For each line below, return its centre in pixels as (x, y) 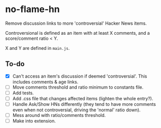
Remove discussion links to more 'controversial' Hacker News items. (76, 23)
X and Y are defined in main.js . (37, 48)
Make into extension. (34, 121)
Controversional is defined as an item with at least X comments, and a (77, 33)
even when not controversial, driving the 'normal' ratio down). (76, 110)
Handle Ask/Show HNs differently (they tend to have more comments (84, 104)
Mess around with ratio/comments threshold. (59, 115)
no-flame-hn (32, 9)
